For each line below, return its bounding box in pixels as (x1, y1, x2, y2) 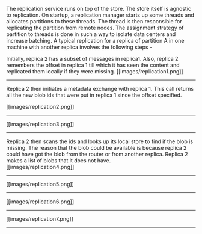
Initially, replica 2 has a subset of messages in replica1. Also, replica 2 (6, 55, 179, 62)
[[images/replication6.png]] (6, 198, 74, 205)
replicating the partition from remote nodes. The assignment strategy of (6, 24, 185, 31)
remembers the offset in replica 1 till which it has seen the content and (6, 61, 180, 69)
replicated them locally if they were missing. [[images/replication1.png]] (6, 68, 183, 75)
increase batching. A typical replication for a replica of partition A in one (6, 37, 185, 44)
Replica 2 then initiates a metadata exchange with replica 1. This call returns (6, 85, 194, 92)
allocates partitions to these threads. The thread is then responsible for (6, 18, 182, 25)
